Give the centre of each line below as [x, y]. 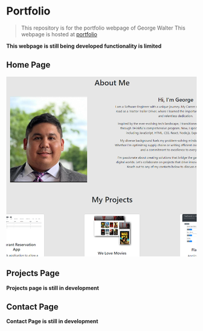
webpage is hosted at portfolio [59, 34]
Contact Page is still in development [52, 321]
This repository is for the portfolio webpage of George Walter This [103, 28]
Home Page [28, 65]
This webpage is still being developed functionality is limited [84, 46]
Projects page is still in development [53, 288]
